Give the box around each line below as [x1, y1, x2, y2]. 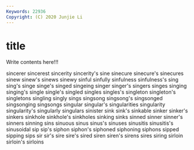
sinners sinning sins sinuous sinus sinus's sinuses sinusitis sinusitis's [6, 120, 173, 127]
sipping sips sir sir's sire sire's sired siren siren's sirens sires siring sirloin [6, 132, 183, 139]
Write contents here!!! [6, 59, 59, 66]
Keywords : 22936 [6, 8, 46, 15]
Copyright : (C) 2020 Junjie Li [6, 14, 83, 20]
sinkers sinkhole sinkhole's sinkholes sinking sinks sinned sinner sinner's [6, 114, 183, 121]
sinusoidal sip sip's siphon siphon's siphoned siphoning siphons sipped [6, 126, 179, 133]
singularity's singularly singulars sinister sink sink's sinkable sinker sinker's [6, 107, 188, 114]
